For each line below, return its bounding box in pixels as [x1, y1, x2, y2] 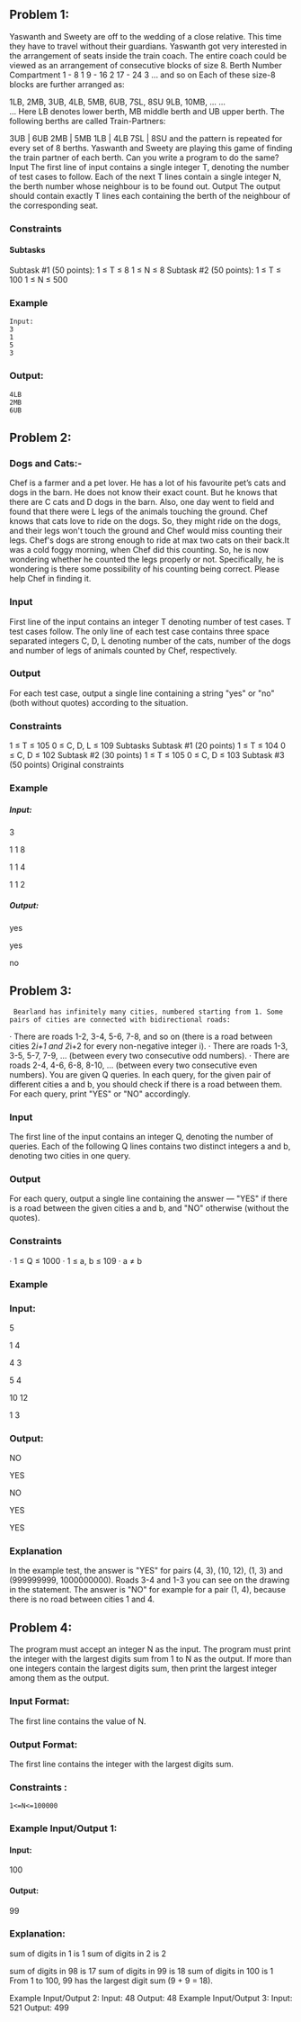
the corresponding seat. [9, 200, 99, 211]
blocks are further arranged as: [9, 78, 125, 89]
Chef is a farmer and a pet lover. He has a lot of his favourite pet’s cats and [9, 477, 287, 489]
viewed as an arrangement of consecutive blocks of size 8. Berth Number [9, 59, 282, 70]
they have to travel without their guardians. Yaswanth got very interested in [9, 41, 288, 51]
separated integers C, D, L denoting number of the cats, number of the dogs [9, 635, 291, 646]
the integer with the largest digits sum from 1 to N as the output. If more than [9, 1654, 292, 1665]
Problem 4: [9, 1620, 73, 1635]
